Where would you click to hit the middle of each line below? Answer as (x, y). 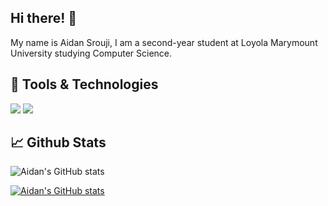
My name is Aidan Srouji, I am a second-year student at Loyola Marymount (164, 42)
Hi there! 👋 (44, 18)
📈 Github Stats (58, 142)
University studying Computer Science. (91, 53)
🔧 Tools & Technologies (84, 84)
